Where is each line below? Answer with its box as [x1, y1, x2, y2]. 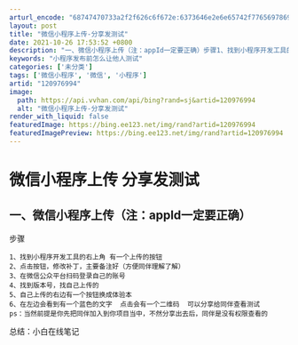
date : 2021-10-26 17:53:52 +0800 [9, 37, 133, 47]
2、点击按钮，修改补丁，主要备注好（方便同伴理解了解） [9, 261, 185, 271]
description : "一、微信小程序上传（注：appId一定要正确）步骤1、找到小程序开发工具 [9, 46, 286, 55]
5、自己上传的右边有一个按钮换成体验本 [9, 290, 133, 299]
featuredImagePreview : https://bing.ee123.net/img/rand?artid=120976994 [9, 129, 284, 138]
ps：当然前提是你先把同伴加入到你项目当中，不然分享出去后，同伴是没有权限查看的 [9, 309, 269, 318]
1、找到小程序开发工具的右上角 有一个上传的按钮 [9, 253, 162, 261]
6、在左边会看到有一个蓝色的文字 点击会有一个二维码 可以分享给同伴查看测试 [9, 300, 260, 309]
